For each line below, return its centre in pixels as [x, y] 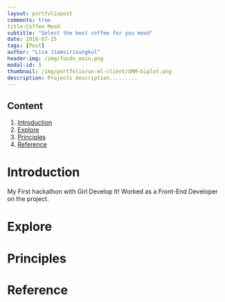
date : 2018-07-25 [32, 39]
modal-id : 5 [24, 65]
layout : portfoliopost [40, 13]
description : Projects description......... [72, 78]
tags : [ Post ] [26, 46]
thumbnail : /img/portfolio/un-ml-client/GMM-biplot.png [89, 71]
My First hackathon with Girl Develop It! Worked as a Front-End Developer [112, 191]
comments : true [29, 20]
